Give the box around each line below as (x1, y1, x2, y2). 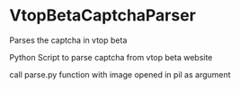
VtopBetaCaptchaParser (9, 5, 196, 26)
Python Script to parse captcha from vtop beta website (9, 52, 213, 62)
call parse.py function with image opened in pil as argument (9, 69, 231, 80)
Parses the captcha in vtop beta (9, 35, 128, 45)
